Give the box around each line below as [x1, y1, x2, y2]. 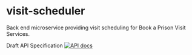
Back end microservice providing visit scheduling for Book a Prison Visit [6, 24, 186, 31]
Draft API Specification [6, 42, 64, 49]
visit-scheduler [6, 4, 85, 18]
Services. [6, 30, 30, 37]
